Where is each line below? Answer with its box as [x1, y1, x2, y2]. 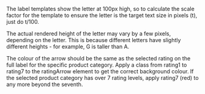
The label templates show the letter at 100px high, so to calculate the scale [6, 5, 195, 12]
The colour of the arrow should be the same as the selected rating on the [6, 55, 191, 62]
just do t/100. [6, 18, 40, 25]
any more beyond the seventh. [6, 81, 83, 88]
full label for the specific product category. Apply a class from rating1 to [6, 61, 187, 68]
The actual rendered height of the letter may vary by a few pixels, [6, 30, 171, 37]
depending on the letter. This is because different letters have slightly [6, 37, 181, 43]
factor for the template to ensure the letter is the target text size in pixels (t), [6, 12, 198, 19]
